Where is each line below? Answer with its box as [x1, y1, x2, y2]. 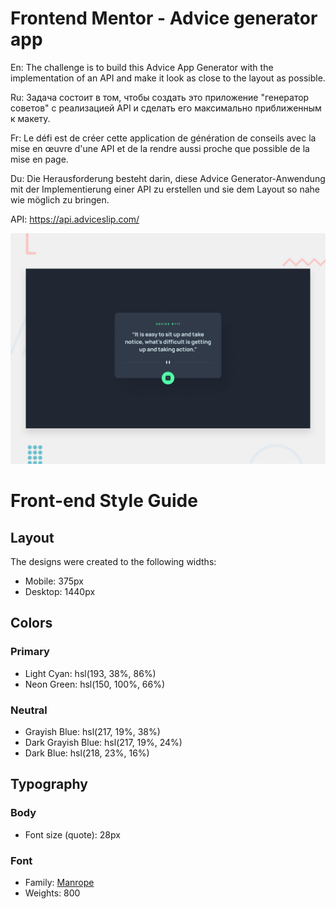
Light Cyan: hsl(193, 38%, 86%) [24, 667, 157, 679]
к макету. [10, 112, 51, 124]
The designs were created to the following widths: [10, 556, 217, 568]
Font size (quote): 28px [24, 828, 121, 841]
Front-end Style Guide [10, 490, 198, 512]
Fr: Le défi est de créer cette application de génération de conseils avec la [10, 132, 317, 144]
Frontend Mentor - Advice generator [10, 7, 318, 30]
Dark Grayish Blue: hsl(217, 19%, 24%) [24, 737, 183, 749]
